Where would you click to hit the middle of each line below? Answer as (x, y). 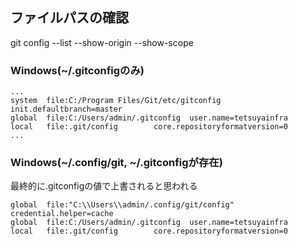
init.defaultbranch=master (66, 109)
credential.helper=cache (62, 214)
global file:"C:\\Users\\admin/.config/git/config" (122, 205)
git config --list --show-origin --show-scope (102, 42)
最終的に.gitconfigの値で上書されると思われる (104, 186)
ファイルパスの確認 (69, 18)
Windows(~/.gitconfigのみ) (77, 70)
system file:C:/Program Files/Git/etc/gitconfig (116, 101)
